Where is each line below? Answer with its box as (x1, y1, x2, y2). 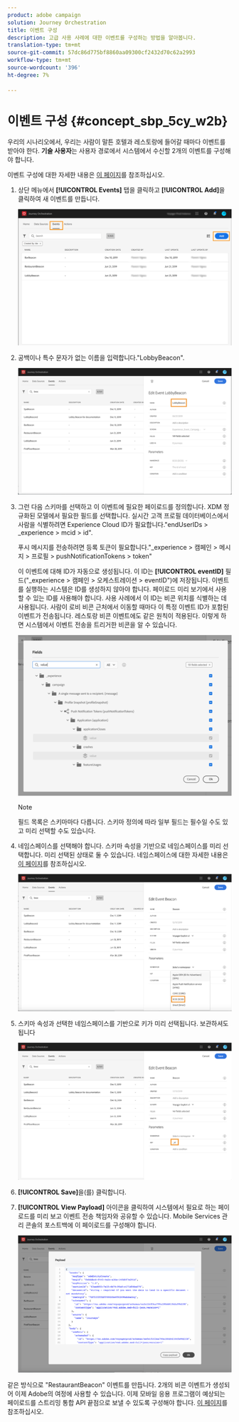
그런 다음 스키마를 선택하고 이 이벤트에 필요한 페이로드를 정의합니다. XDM (17, 502, 222, 511)
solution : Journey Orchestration (7, 19, 107, 26)
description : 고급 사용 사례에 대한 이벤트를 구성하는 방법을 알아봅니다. (7, 34, 196, 41)
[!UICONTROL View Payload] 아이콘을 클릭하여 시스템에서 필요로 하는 (17, 1203, 217, 1211)
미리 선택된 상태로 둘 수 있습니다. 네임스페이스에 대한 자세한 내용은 (44, 850, 229, 859)
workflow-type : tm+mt (7, 57, 72, 64)
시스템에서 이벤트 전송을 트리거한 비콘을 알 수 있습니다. (25, 620, 178, 629)
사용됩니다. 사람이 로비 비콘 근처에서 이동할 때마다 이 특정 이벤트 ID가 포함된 (17, 602, 229, 611)
